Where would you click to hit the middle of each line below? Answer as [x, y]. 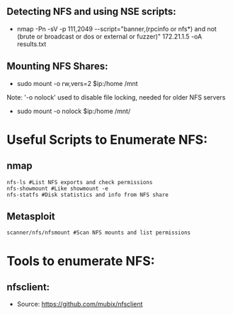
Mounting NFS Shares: [57, 66]
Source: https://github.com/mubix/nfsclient [80, 304]
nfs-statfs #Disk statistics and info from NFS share [88, 195]
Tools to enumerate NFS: [81, 261]
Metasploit [31, 217]
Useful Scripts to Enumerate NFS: [107, 140]
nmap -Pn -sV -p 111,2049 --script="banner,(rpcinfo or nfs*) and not [116, 28]
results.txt [32, 44]
